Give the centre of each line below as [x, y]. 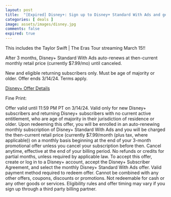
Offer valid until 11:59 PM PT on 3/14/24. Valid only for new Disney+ [76, 108]
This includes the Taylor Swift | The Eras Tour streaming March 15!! [76, 48]
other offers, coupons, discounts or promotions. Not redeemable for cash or [85, 178]
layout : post [19, 10]
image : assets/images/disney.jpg [41, 24]
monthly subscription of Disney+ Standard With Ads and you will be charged [85, 129]
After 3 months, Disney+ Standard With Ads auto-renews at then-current [81, 58]
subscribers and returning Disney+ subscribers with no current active [78, 113]
